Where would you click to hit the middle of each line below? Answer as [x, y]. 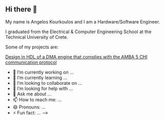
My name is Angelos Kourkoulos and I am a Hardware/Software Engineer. [83, 21]
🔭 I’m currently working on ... [43, 72]
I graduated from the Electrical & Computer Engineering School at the [78, 32]
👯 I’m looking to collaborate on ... [47, 83]
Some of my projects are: [32, 47]
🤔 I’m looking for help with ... [43, 88]
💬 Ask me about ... [32, 94]
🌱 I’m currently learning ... [40, 78]
